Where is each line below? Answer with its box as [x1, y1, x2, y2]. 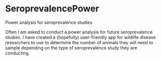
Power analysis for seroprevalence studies [5, 19, 93, 25]
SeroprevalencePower [5, 3, 100, 14]
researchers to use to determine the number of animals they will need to [5, 39, 154, 45]
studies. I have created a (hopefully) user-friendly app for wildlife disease [5, 34, 156, 40]
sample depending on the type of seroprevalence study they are [5, 45, 137, 51]
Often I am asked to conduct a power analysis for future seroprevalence [5, 29, 153, 35]
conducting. [5, 50, 30, 56]
